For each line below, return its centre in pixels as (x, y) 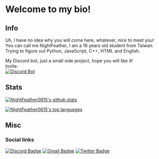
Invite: (12, 66)
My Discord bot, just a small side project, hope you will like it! (69, 61)
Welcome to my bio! (48, 9)
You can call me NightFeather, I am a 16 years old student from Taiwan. (80, 46)
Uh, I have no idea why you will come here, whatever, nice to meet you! (80, 40)
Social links (20, 140)
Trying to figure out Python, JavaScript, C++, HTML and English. (73, 51)
